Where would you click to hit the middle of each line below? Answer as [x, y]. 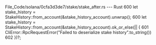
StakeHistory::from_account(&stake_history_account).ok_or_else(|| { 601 [77, 27]
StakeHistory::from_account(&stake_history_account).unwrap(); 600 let [76, 17]
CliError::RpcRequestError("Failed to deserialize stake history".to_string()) [78, 32]
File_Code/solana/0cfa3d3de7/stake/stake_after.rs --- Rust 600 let [71, 7]
